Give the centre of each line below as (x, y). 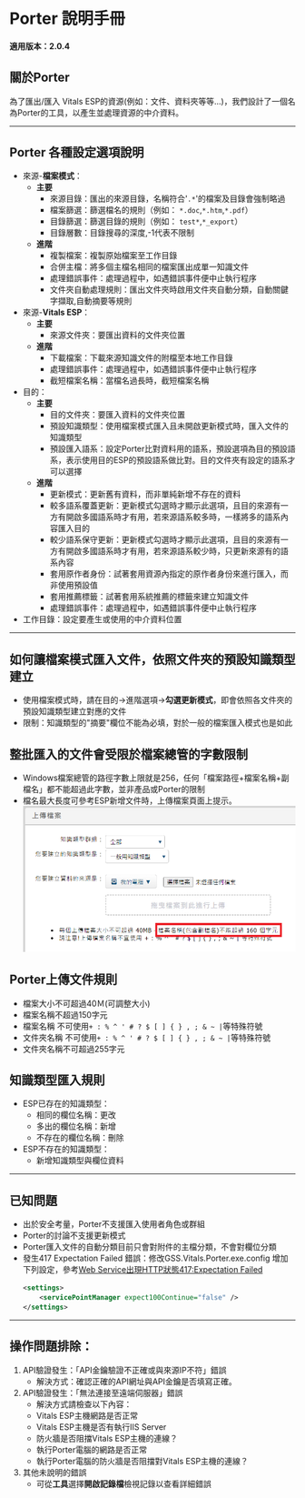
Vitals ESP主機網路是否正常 (87, 1415)
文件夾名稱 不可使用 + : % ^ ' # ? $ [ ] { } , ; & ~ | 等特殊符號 (146, 1037)
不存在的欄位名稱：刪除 (80, 1138)
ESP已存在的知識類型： (66, 1104)
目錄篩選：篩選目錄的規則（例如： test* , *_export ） (146, 221)
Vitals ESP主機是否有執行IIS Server (101, 1427)
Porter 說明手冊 (67, 19)
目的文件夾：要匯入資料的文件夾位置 (118, 415)
